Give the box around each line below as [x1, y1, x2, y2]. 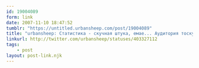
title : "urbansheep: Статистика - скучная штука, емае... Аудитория [6, 31, 179, 37]
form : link [6, 14, 33, 20]
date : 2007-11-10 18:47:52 [6, 20, 73, 25]
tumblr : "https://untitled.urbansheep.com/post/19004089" [6, 25, 152, 31]
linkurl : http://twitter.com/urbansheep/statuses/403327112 [6, 36, 158, 42]
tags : [6, 42, 20, 48]
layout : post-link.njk [6, 53, 62, 59]
